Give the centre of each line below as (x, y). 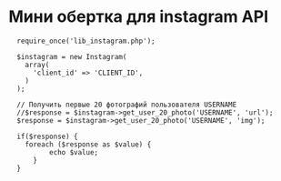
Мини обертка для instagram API (139, 17)
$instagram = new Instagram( (72, 56)
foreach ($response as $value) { (88, 144)
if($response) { (47, 136)
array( (37, 65)
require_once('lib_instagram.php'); (86, 41)
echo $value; (74, 152)
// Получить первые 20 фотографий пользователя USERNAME (127, 105)
